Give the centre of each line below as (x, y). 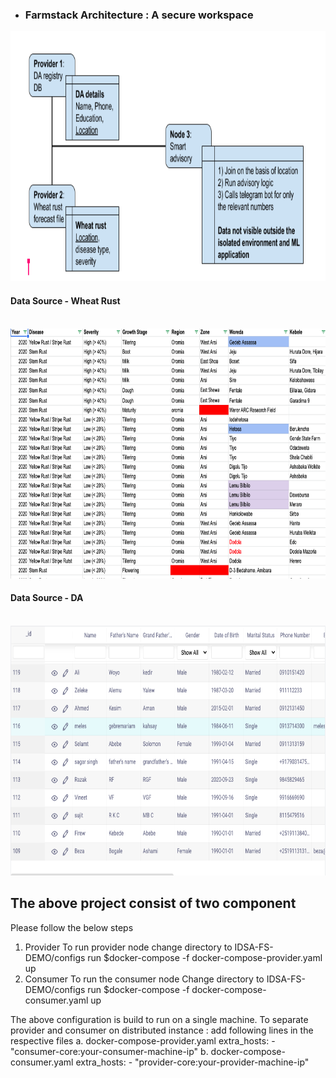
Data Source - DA (47, 598)
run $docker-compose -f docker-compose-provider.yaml (205, 957)
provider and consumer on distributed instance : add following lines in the (162, 1030)
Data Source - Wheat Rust (65, 300)
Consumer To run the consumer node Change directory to (144, 979)
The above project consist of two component (153, 903)
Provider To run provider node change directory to (128, 947)
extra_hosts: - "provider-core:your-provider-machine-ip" (192, 1062)
